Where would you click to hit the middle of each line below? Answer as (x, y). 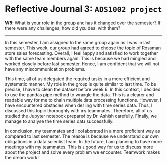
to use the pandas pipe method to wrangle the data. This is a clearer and (80, 94)
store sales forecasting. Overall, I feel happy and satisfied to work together (82, 53)
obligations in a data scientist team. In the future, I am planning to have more (83, 141)
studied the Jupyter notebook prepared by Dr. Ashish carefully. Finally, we (81, 116)
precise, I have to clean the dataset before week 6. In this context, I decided (83, 89)
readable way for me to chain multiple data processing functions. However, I (83, 100)
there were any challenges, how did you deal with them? (63, 28)
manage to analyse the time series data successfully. (59, 121)
